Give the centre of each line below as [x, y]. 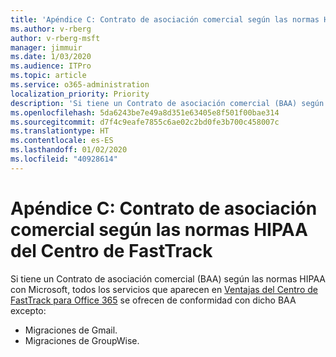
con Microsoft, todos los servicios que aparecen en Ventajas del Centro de [164, 289]
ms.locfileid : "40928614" [64, 159]
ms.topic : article [48, 76]
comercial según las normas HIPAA [159, 229]
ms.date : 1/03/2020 [51, 57]
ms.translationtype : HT [60, 131]
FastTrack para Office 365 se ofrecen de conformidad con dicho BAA [153, 300]
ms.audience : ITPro [51, 66]
